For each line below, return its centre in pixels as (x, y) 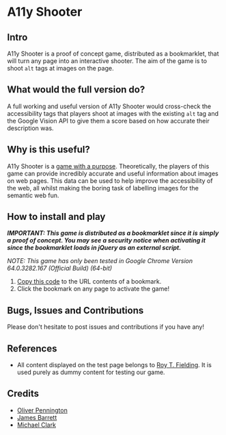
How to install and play (56, 217)
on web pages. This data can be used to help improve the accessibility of (110, 181)
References (32, 348)
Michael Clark (37, 425)
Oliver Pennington (42, 410)
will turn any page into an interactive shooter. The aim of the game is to (107, 61)
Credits (23, 394)
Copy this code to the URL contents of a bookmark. (89, 282)
